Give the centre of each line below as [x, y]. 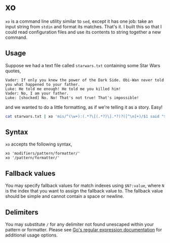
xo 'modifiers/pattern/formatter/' [43, 154]
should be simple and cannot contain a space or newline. [65, 197]
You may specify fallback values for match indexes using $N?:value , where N [85, 185]
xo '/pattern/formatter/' [32, 158]
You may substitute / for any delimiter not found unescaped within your [80, 224]
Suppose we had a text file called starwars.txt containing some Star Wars [83, 65]
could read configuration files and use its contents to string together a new [83, 32]
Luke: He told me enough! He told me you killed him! [63, 89]
